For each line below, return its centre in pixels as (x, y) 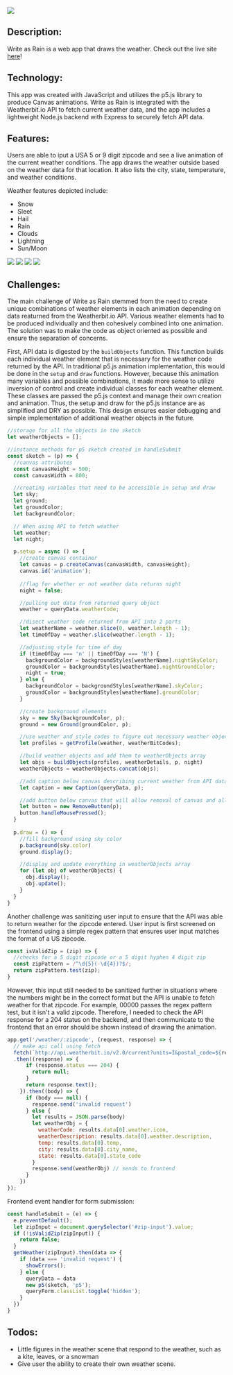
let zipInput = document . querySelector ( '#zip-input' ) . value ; (104, 1227)
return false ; (40, 1240)
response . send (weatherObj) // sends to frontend (104, 1169)
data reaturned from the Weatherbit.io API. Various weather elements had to (116, 316)
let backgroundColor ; (45, 513)
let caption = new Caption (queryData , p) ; (82, 787)
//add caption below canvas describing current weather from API (116, 781)
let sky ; (26, 495)
